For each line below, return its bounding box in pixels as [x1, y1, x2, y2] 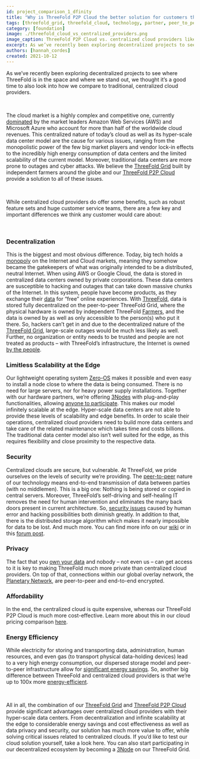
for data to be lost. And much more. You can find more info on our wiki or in [6, 523, 192, 530]
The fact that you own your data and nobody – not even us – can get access [6, 558, 192, 565]
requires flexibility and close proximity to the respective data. [6, 438, 156, 445]
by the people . [6, 345, 42, 353]
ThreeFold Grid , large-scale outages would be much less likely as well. [6, 326, 180, 334]
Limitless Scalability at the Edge [6, 360, 101, 369]
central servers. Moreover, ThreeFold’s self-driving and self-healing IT [6, 492, 179, 499]
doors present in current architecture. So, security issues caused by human [6, 504, 192, 511]
